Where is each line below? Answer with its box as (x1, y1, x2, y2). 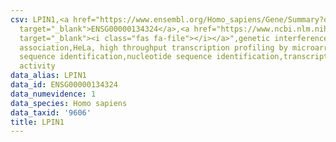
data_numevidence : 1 (10, 89, 97, 99)
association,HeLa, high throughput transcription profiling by (19, 42, 288, 53)
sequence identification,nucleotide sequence (19, 52, 213, 62)
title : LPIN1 (10, 117, 65, 127)
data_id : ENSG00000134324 (10, 80, 118, 90)
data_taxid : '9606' (10, 107, 92, 118)
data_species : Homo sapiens (10, 98, 128, 108)
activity (19, 61, 56, 71)
